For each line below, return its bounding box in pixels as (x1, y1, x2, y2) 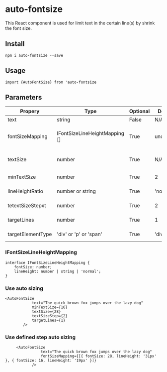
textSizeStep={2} (31, 313, 68, 318)
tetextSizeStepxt (7, 202, 46, 209)
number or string (57, 188, 96, 195)
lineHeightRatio (7, 188, 44, 195)
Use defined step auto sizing (5, 334, 76, 341)
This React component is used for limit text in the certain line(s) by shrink (5, 20, 155, 26)
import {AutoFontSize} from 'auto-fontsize (5, 80, 97, 85)
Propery (19, 108, 40, 115)
